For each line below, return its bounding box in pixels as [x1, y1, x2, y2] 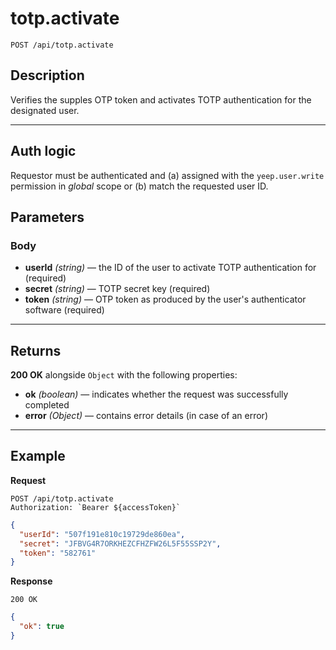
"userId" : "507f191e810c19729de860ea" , [19, 529, 186, 539]
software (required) [24, 304, 105, 316]
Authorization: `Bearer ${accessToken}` [10, 502, 182, 512]
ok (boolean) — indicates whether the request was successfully [24, 388, 289, 401]
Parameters [10, 208, 85, 226]
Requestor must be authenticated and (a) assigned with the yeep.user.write [10, 169, 325, 181]
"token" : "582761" [19, 548, 97, 558]
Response [10, 575, 53, 587]
